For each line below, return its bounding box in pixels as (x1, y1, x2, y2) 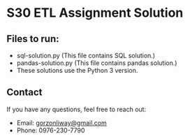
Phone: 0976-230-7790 (16, 126, 85, 134)
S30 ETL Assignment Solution (6, 5, 184, 21)
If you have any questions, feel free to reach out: (6, 105, 147, 113)
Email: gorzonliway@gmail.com (16, 118, 108, 127)
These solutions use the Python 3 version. (16, 66, 138, 74)
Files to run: (6, 33, 60, 45)
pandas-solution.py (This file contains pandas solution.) (16, 59, 177, 67)
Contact (6, 86, 43, 99)
